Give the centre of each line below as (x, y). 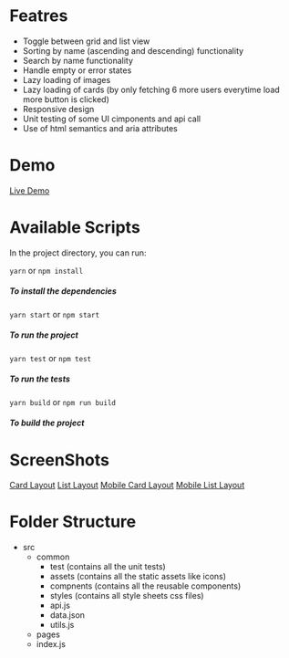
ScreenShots (59, 460)
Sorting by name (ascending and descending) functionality (133, 50)
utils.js (62, 625)
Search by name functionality (78, 60)
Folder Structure (73, 522)
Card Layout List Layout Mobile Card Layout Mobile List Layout (127, 486)
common (53, 557)
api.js (60, 606)
